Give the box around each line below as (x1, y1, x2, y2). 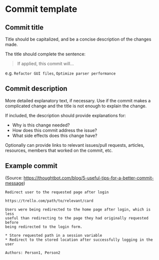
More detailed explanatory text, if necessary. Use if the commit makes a (5, 97, 151, 103)
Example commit (5, 162, 58, 170)
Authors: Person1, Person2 (5, 250, 61, 255)
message (5, 180, 24, 186)
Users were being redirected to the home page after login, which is (5, 207, 151, 212)
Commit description (5, 85, 67, 93)
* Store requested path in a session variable (5, 233, 102, 238)
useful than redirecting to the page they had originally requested (5, 216, 149, 220)
